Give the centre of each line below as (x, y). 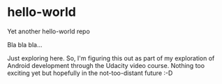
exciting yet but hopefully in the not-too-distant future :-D (90, 73)
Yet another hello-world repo (49, 31)
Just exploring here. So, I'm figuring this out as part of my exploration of (111, 58)
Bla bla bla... (25, 44)
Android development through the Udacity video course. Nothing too (106, 65)
